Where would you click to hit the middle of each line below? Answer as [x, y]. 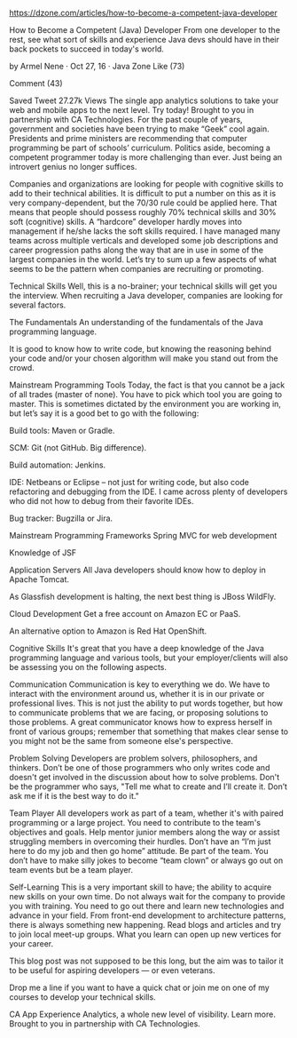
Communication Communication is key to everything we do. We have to [140, 684]
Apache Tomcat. [39, 579]
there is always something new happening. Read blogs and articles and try [145, 925]
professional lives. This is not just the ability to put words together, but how [146, 703]
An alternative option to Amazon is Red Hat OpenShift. [108, 631]
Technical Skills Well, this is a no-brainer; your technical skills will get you [143, 286]
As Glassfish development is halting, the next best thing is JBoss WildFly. [143, 596]
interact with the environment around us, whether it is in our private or [137, 694]
